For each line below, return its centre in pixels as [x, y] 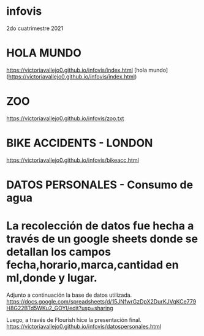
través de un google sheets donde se [102, 239]
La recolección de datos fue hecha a [100, 226]
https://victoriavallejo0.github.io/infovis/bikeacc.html [73, 160]
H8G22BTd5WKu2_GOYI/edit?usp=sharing [60, 308]
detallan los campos [59, 252]
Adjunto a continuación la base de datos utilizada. [69, 295]
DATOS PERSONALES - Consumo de [100, 185]
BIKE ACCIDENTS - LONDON [80, 143]
